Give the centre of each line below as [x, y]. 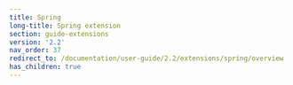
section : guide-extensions [59, 34]
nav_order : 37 [36, 50]
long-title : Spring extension [65, 26]
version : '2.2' [37, 42]
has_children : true [45, 67]
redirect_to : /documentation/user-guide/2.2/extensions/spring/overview [146, 58]
